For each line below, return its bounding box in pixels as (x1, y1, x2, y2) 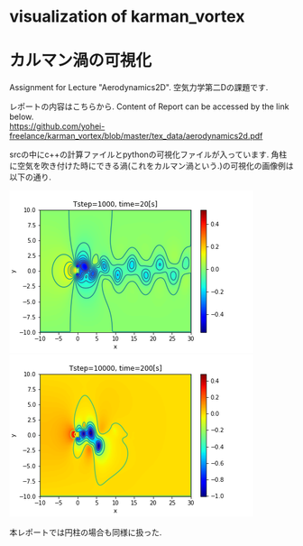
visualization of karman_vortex (9, 6, 245, 27)
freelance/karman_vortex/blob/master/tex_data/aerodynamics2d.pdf (9, 131, 263, 142)
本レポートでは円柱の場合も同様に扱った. (9, 527, 162, 538)
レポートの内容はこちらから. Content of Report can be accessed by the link (9, 101, 289, 112)
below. (9, 111, 34, 123)
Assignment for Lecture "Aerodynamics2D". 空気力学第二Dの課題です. (9, 82, 269, 93)
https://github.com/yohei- (9, 121, 106, 132)
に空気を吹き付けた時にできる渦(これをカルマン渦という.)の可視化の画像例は (9, 161, 294, 171)
